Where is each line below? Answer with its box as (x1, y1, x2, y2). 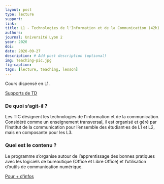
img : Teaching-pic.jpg (5, 58, 52, 63)
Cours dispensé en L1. (5, 81, 50, 87)
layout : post (5, 7, 32, 12)
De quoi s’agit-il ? (5, 102, 48, 109)
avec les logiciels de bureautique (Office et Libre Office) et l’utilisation (5, 158, 147, 164)
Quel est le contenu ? (5, 142, 57, 149)
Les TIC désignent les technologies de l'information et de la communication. (5, 114, 160, 120)
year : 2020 (5, 40, 28, 45)
